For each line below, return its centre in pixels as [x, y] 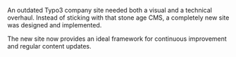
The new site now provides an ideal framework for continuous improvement [117, 39]
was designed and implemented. [55, 25]
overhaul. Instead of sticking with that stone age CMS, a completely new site [118, 18]
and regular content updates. [49, 46]
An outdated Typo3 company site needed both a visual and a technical [110, 10]
